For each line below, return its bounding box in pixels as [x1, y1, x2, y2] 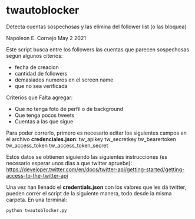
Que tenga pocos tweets [14, 112, 75, 119]
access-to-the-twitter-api [6, 172, 68, 179]
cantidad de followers [14, 70, 68, 77]
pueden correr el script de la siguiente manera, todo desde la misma [6, 189, 172, 197]
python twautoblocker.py [6, 207, 67, 213]
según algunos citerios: [6, 52, 63, 59]
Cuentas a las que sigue [14, 117, 74, 125]
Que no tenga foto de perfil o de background [14, 105, 124, 112]
